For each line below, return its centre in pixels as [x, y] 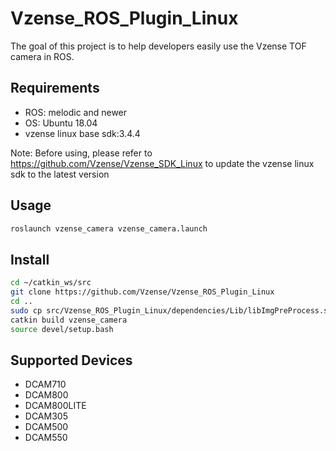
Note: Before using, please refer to [81, 153]
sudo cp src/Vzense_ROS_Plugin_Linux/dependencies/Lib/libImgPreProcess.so [171, 310]
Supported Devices [71, 360]
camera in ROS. [42, 56]
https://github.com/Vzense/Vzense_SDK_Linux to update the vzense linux [162, 163]
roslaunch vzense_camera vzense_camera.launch [109, 228]
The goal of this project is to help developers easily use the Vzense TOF [158, 46]
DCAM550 [46, 438]
